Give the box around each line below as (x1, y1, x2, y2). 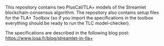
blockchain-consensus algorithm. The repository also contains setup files (5, 9, 159, 15)
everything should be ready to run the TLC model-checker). (5, 20, 130, 26)
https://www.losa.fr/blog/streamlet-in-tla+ (5, 35, 93, 41)
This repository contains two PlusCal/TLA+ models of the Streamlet (5, 4, 146, 10)
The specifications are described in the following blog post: (5, 30, 129, 35)
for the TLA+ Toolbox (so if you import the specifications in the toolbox (5, 15, 153, 20)
